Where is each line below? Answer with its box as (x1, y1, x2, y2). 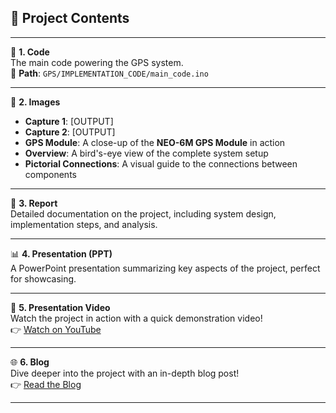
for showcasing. (10, 272, 77, 285)
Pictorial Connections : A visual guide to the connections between (24, 157, 298, 170)
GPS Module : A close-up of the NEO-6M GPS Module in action (24, 136, 286, 148)
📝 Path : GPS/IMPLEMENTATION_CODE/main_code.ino (10, 67, 209, 79)
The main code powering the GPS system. (10, 56, 184, 68)
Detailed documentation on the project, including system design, (10, 207, 277, 220)
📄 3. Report (10, 197, 58, 209)
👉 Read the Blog (10, 378, 82, 390)
